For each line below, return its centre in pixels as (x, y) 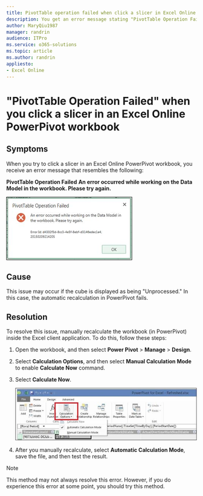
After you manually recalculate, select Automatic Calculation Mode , (100, 450)
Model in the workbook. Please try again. (59, 188)
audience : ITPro (27, 38)
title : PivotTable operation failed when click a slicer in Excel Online (101, 13)
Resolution (27, 317)
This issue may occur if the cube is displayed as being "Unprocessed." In (97, 291)
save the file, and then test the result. (61, 456)
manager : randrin (28, 32)
